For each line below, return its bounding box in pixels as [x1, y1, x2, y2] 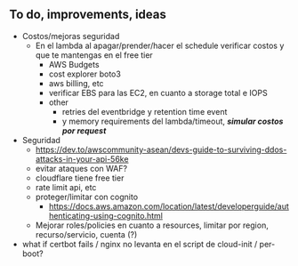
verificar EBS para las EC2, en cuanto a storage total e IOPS [48, 87, 269, 98]
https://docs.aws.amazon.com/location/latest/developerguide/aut [48, 200, 289, 212]
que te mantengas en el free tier [35, 49, 153, 60]
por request [61, 125, 107, 136]
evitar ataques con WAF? [35, 163, 127, 173]
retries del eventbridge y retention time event [61, 106, 228, 117]
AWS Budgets [48, 59, 100, 69]
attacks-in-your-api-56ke [35, 153, 129, 164]
